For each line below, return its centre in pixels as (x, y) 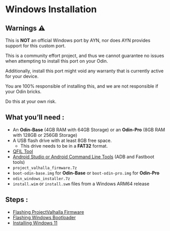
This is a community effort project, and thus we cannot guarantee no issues (85, 55)
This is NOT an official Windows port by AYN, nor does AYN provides (78, 40)
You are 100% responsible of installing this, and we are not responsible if (82, 86)
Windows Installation (51, 9)
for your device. (22, 76)
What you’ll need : (35, 117)
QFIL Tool (23, 151)
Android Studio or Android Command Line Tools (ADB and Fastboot (83, 157)
